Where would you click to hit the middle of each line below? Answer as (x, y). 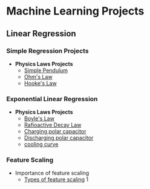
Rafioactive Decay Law (53, 125)
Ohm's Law (38, 76)
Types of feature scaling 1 (56, 179)
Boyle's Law (39, 119)
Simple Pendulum (46, 70)
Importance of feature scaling (52, 173)
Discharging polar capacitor (59, 138)
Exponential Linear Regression (52, 99)
